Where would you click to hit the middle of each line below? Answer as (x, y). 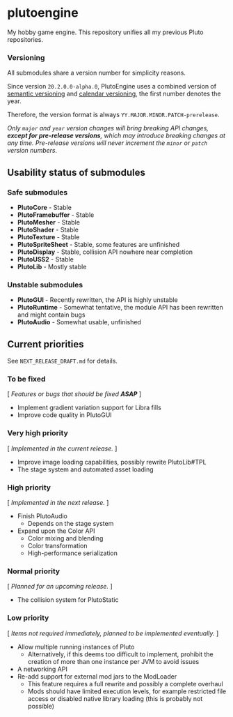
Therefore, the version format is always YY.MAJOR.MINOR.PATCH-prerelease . (113, 115)
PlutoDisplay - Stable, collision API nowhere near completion (105, 252)
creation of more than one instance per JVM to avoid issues (113, 661)
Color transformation (57, 545)
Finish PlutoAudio (42, 516)
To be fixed (26, 379)
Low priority (28, 618)
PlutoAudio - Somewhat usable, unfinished (79, 322)
